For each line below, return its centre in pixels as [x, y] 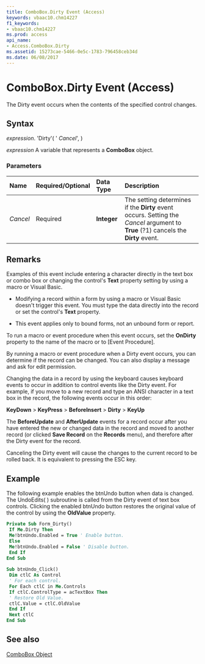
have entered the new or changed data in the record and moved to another [100, 428]
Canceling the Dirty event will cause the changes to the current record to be [102, 453]
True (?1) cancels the [156, 230]
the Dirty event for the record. [44, 441]
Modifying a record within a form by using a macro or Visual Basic [98, 299]
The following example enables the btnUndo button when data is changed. [100, 493]
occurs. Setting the [152, 215]
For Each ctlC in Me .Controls [47, 586]
